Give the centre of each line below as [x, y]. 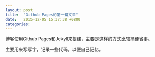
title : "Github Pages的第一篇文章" [42, 15]
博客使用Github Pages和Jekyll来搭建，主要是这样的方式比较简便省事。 [79, 39]
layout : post [19, 10]
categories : [18, 24]
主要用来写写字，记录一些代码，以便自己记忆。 [54, 50]
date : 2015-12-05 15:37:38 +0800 [43, 19]
